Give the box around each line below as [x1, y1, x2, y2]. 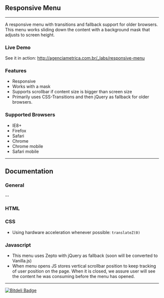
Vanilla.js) [12, 257, 32, 263]
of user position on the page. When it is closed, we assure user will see [12, 268, 156, 274]
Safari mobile [12, 149, 39, 154]
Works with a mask [12, 84, 51, 89]
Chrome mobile [12, 143, 43, 149]
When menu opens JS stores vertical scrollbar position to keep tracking [12, 263, 156, 269]
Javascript [5, 241, 31, 248]
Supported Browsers [5, 111, 55, 118]
